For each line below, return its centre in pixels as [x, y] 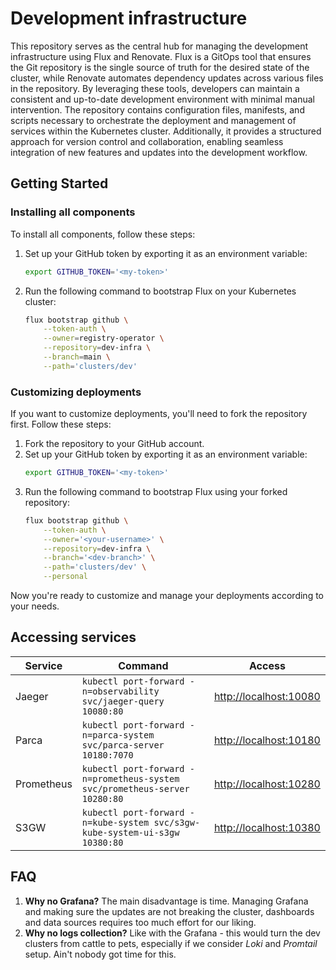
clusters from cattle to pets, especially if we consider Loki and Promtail [171, 943]
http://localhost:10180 [267, 740]
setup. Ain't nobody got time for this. [100, 954]
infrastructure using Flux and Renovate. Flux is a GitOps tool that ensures [161, 56]
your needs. [35, 606]
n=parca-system [118, 735]
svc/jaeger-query [123, 701]
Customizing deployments [76, 392]
